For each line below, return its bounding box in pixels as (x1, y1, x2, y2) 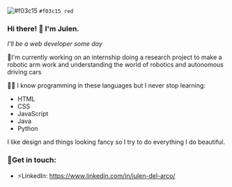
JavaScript (17, 110, 49, 118)
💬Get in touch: (7, 155, 57, 165)
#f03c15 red (39, 8, 74, 15)
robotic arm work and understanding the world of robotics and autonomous (7, 60, 224, 69)
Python (17, 124, 38, 133)
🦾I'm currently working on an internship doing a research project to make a (7, 53, 222, 62)
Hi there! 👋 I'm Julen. (7, 24, 80, 33)
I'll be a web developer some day (7, 40, 103, 48)
